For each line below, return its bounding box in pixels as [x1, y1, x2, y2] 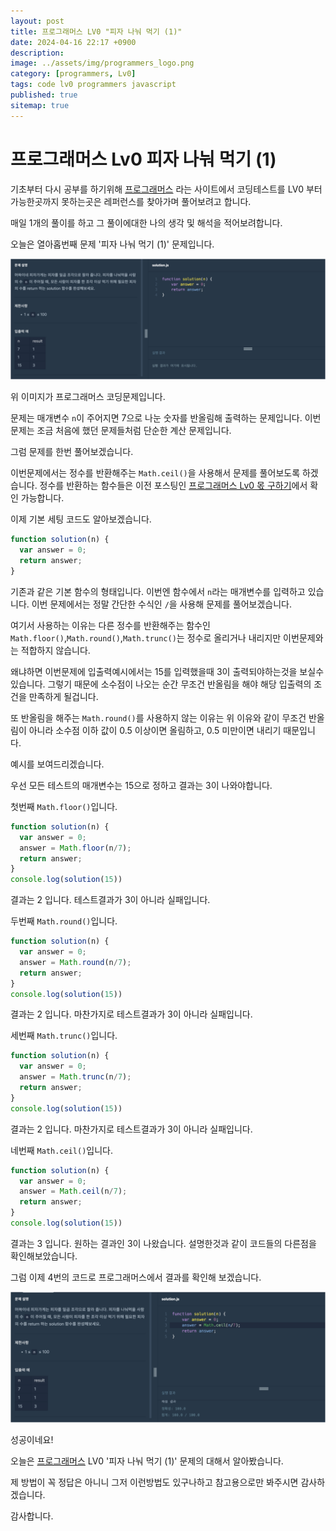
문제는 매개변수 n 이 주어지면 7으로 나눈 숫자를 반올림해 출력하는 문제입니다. [10, 412, 303, 424]
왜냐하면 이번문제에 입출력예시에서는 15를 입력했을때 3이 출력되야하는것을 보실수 [10, 665, 325, 677]
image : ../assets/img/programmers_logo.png [10, 58, 195, 69]
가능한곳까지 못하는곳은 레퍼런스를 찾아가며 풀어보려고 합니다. [10, 195, 252, 207]
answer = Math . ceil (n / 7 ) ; [19, 1186, 128, 1197]
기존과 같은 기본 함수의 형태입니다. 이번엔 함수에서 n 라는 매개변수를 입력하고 [10, 585, 306, 597]
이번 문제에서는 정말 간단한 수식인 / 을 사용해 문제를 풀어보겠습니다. [31, 598, 292, 610]
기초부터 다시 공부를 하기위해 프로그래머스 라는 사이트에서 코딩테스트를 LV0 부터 [10, 183, 323, 195]
